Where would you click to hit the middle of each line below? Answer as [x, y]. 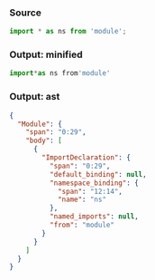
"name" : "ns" [82, 200]
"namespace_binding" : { [94, 183]
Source [26, 13]
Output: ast [35, 97]
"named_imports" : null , [94, 217]
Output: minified [46, 54]
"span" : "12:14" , [90, 191]
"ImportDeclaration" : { [86, 158]
